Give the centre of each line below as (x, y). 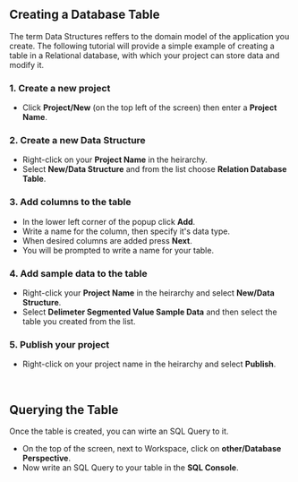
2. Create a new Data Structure (77, 141)
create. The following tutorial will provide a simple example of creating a (142, 46)
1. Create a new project (60, 88)
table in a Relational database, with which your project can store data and (145, 55)
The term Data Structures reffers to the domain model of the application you (149, 36)
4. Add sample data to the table (78, 273)
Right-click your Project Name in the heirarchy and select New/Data (148, 293)
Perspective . (47, 458)
